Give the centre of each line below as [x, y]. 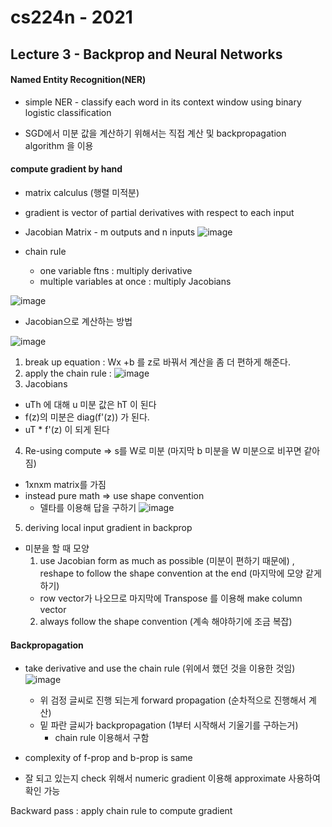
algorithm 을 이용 [59, 145]
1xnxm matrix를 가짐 [65, 484]
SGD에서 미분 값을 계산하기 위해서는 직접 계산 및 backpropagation [155, 133]
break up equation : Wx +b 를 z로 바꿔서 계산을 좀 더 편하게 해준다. [157, 362]
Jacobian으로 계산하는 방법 [78, 321]
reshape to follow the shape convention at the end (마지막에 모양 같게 [180, 573]
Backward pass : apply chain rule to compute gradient [121, 811]
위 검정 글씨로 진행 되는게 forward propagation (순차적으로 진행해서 [173, 700]
